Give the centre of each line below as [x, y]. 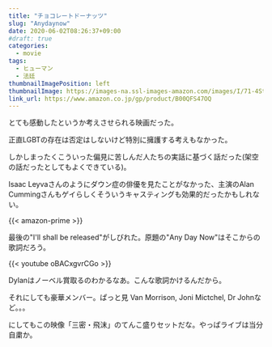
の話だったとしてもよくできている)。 [70, 167]
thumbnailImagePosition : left [59, 83]
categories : [28, 46]
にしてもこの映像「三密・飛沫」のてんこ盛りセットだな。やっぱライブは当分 [136, 325]
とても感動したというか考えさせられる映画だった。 [93, 123]
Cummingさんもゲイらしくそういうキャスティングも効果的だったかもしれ [131, 194]
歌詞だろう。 [30, 248]
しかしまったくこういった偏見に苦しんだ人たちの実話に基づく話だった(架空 [134, 157]
